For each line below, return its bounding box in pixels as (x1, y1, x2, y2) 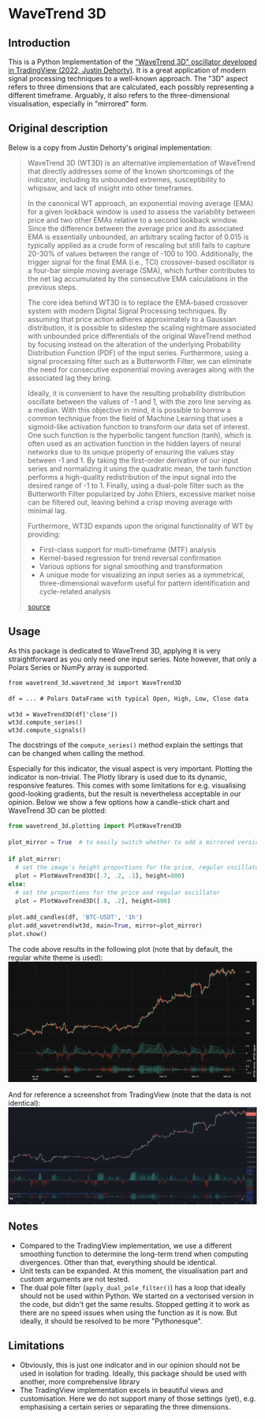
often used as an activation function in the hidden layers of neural (27, 439, 241, 448)
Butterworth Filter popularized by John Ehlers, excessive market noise (27, 489, 256, 498)
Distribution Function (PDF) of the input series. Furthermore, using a (27, 348, 248, 358)
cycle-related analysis (39, 586, 111, 596)
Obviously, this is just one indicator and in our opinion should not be (19, 1360, 241, 1369)
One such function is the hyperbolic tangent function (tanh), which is (27, 430, 252, 440)
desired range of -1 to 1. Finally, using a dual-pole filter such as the (27, 481, 244, 490)
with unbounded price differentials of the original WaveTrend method (27, 331, 252, 340)
